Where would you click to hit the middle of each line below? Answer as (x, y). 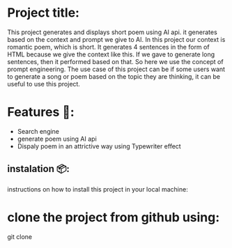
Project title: (44, 13)
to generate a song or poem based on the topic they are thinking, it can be (114, 76)
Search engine (38, 131)
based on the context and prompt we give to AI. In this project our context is (116, 39)
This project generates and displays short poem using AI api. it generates (112, 32)
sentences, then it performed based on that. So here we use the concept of (116, 61)
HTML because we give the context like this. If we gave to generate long (111, 54)
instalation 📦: (38, 169)
